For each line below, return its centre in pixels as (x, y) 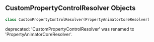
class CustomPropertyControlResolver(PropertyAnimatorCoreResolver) (77, 19)
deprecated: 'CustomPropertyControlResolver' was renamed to (70, 29)
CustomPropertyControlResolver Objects (70, 8)
